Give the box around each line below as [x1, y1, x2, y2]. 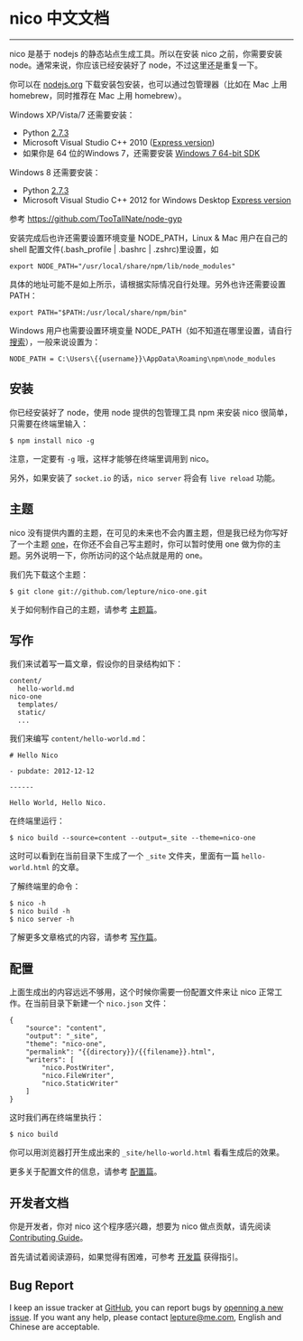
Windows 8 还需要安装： [9, 166, 101, 177]
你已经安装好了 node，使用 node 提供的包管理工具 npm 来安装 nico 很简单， [9, 407, 293, 417]
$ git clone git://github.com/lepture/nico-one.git [9, 586, 207, 596]
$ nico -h [9, 899, 47, 908]
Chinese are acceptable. [9, 1321, 101, 1332]
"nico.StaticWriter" [41, 1079, 119, 1089]
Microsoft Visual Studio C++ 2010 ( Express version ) [22, 136, 216, 147]
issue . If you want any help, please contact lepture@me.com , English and [9, 1311, 282, 1322]
